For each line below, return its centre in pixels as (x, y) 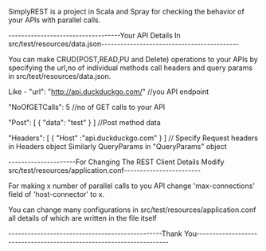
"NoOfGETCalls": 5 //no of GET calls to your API (87, 107)
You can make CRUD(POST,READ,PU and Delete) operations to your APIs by (133, 59)
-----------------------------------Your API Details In (94, 35)
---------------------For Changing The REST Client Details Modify (116, 162)
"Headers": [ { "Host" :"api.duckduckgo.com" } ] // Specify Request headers (133, 138)
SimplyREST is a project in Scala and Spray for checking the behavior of (126, 12)
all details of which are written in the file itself (83, 218)
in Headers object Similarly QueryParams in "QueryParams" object (117, 146)
